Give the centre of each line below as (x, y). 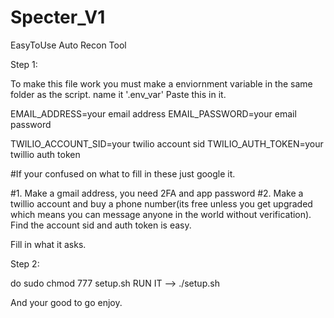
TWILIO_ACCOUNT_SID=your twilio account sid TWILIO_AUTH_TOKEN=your (167, 143)
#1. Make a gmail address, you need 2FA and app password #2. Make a (157, 193)
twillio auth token (45, 154)
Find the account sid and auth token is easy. (101, 225)
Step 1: (24, 64)
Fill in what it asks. (48, 244)
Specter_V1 (58, 17)
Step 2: (25, 263)
